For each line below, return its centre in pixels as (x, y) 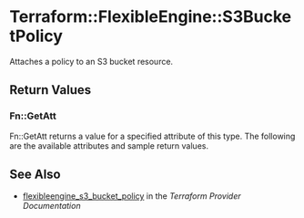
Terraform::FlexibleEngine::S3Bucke (151, 17)
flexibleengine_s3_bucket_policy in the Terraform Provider (132, 196)
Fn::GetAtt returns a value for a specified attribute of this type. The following (152, 136)
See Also (35, 175)
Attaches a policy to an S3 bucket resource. (91, 61)
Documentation (51, 206)
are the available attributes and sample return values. (109, 145)
